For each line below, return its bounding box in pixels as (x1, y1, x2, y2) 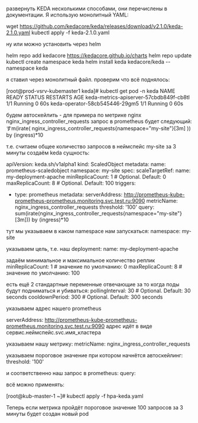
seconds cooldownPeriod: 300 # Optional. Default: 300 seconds (6, 293, 163, 301)
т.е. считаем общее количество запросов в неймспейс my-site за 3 (6, 143, 176, 150)
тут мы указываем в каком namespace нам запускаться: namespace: (6, 228, 181, 234)
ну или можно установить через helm (6, 41, 102, 47)
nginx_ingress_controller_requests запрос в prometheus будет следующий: (6, 118, 192, 125)
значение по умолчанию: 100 (6, 269, 80, 276)
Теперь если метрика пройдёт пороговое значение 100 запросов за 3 (6, 404, 183, 411)
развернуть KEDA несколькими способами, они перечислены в (6, 5, 167, 12)
